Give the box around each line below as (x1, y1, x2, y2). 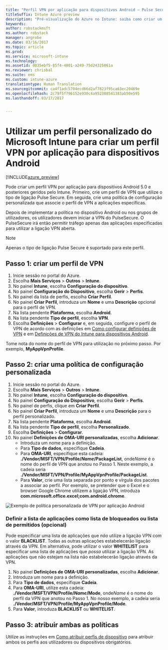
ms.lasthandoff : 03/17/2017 (5, 95, 64, 100)
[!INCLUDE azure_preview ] (5, 174, 59, 180)
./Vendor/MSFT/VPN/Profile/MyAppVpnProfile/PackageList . (20, 472, 149, 478)
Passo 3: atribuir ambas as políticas (5, 621, 119, 629)
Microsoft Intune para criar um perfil (5, 136, 159, 148)
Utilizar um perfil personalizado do (5, 126, 152, 137)
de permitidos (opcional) (5, 521, 67, 528)
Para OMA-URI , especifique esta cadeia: (20, 450, 104, 456)
